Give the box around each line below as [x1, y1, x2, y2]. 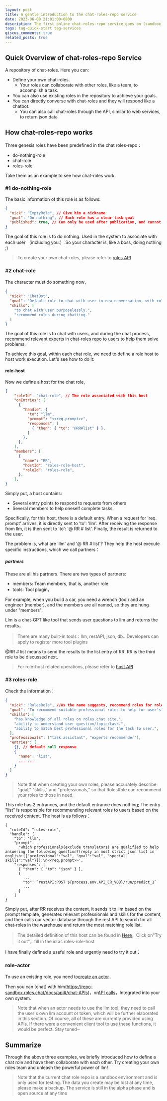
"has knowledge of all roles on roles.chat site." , [14, 716, 123, 722]
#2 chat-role [5, 267, 36, 274]
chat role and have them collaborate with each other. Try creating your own [5, 1060, 160, 1066]
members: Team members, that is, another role [12, 580, 108, 587]
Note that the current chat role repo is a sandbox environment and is [17, 1075, 158, 1081]
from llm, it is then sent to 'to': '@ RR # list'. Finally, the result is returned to [5, 526, 158, 532]
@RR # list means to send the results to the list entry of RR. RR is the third [5, 649, 156, 655]
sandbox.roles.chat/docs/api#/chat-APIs [5, 990, 88, 996]
